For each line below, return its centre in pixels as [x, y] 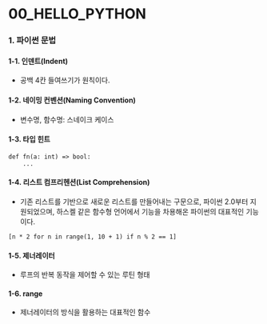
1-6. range [26, 294]
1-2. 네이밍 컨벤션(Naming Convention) [72, 100]
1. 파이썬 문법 [32, 41]
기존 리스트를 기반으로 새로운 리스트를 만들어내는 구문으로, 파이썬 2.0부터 [134, 202]
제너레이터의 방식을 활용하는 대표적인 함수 [85, 312]
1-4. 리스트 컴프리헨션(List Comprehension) [79, 182]
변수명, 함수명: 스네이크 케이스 [67, 119]
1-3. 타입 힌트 [29, 139]
